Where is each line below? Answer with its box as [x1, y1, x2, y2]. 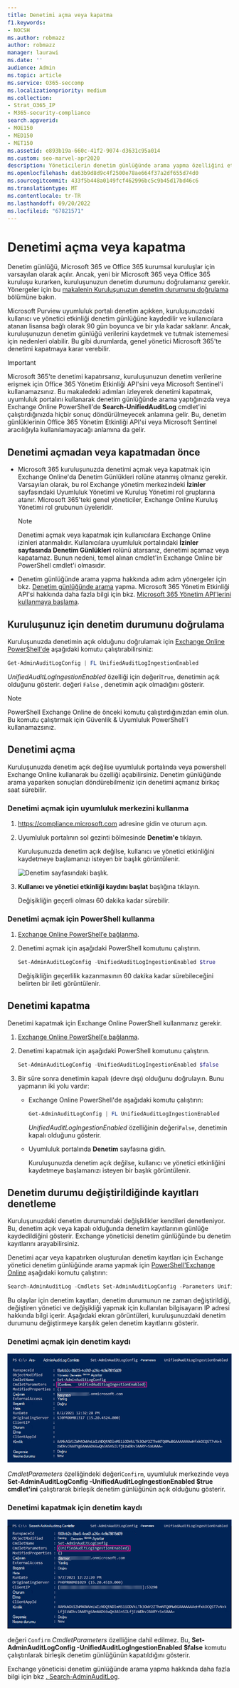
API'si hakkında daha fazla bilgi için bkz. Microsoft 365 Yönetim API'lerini [17, 590, 232, 599]
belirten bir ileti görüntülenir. [17, 979, 101, 988]
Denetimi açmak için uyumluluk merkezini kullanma [7, 803, 189, 813]
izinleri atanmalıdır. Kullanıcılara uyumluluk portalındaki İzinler [17, 538, 199, 547]
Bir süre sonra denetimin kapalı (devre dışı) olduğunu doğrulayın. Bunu [17, 1074, 225, 1082]
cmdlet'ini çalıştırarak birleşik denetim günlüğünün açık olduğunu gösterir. [7, 1485, 226, 1494]
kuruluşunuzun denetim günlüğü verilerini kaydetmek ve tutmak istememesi [7, 329, 229, 338]
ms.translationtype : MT [7, 185, 78, 192]
